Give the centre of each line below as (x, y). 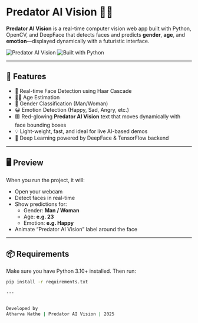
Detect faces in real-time (45, 198)
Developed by (22, 309)
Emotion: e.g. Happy (49, 223)
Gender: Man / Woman (51, 210)
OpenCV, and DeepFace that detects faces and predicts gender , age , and (96, 34)
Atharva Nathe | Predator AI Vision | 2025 (60, 314)
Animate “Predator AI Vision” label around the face (76, 229)
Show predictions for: (41, 204)
